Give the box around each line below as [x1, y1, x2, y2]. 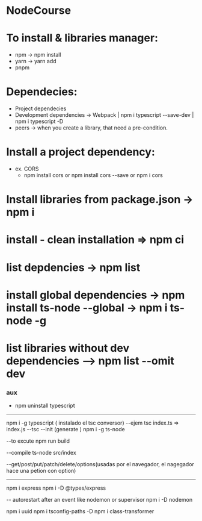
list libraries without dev [6, 341, 130, 355]
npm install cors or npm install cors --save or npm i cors [23, 172, 164, 178]
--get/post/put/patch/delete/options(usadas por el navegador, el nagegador [6, 461, 194, 468]
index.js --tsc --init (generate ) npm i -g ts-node [6, 426, 125, 433]
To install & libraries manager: [6, 31, 158, 45]
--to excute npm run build [6, 437, 70, 445]
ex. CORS [14, 165, 39, 172]
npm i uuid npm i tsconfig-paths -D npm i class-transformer [6, 508, 155, 515]
